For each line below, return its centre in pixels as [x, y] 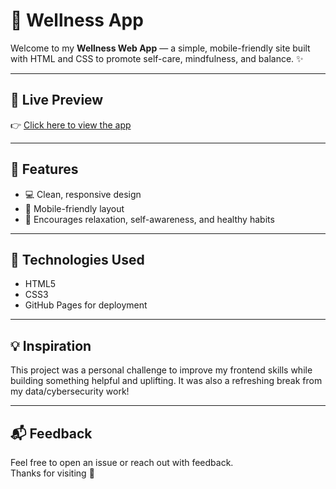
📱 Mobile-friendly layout [74, 208]
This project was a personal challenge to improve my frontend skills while [161, 370]
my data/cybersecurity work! [70, 391]
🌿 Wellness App [77, 20]
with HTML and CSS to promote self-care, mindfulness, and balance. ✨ [157, 58]
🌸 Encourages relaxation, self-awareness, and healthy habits [149, 219]
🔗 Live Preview [57, 100]
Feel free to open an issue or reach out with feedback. [122, 462]
